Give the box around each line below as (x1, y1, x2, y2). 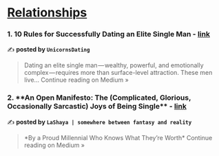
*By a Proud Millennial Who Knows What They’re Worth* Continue (23, 133, 213, 142)
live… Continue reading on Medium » (23, 76, 129, 84)
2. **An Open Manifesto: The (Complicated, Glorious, (7, 93, 191, 102)
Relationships (7, 5, 87, 21)
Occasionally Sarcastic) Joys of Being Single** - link (7, 102, 187, 111)
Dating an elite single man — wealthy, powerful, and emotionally (23, 61, 205, 69)
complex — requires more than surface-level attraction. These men (23, 69, 213, 77)
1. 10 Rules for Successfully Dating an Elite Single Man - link (7, 30, 210, 39)
